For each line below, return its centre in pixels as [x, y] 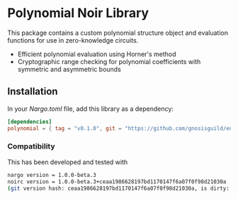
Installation [33, 91]
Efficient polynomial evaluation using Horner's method [97, 54]
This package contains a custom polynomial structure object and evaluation [118, 33]
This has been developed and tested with [68, 162]
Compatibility [31, 146]
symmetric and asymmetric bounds [69, 69]
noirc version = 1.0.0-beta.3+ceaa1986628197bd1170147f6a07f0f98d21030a [117, 182]
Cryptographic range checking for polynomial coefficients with [109, 61]
